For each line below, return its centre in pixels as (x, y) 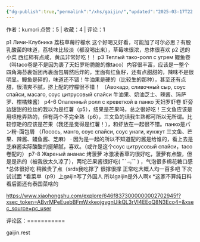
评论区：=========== (36, 221)
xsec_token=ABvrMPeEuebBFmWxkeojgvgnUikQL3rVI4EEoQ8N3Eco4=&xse (100, 202)
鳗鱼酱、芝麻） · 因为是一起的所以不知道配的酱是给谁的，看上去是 (112, 139)
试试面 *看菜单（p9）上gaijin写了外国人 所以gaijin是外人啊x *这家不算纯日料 (99, 176)
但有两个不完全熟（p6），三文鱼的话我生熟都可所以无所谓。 (115, 116)
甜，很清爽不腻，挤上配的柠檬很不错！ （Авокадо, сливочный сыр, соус (96, 86)
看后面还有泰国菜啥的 (32, 184)
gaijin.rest (18, 232)
